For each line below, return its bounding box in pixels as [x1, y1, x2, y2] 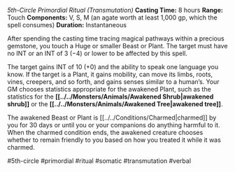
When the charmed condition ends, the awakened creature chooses [7, 129, 204, 136]
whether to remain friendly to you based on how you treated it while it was [7, 136, 222, 144]
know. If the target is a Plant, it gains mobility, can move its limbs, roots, [7, 70, 213, 78]
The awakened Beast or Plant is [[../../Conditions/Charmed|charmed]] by [7, 113, 217, 122]
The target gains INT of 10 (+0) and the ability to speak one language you [7, 63, 219, 71]
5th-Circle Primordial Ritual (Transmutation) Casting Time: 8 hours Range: [7, 6, 224, 14]
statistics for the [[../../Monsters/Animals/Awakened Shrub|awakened [7, 92, 214, 101]
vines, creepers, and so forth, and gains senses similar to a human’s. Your [7, 78, 220, 86]
